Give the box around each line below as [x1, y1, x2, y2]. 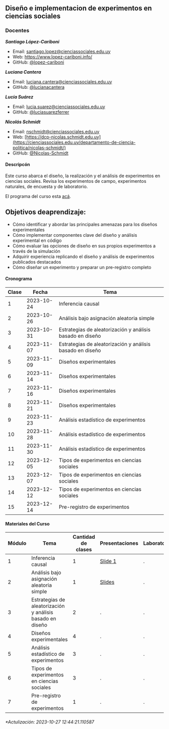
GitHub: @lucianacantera [12, 84, 65, 90]
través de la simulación [12, 248, 60, 254]
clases [75, 546, 92, 553]
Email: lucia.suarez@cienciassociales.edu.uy [12, 103, 106, 110]
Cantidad [72, 534, 96, 541]
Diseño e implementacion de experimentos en [5, 4, 152, 13]
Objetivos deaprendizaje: [5, 208, 87, 217]
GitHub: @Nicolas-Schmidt [12, 150, 69, 156]
